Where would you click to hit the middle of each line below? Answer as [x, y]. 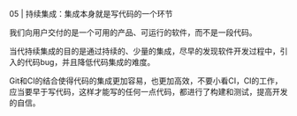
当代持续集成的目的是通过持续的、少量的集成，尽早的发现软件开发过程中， [145, 51]
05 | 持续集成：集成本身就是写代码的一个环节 [91, 14]
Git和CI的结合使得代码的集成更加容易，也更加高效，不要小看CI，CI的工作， [146, 81]
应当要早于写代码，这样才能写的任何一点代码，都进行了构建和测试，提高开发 [148, 92]
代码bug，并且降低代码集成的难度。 [90, 62]
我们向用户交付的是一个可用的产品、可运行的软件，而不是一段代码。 [133, 33]
